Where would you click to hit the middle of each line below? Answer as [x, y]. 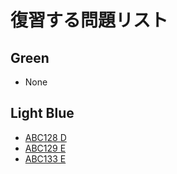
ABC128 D [45, 137]
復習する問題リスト [89, 20]
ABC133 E [45, 158]
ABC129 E [45, 148]
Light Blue [42, 113]
